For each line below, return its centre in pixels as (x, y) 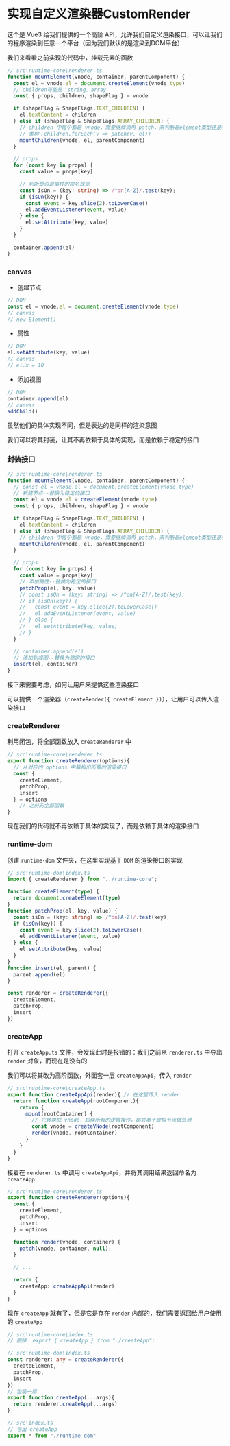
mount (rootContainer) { (59, 1114)
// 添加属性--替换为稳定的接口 (58, 581)
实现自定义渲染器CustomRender (99, 14)
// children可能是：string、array (60, 90)
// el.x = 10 (26, 365)
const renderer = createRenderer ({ (58, 993)
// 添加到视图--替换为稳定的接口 (54, 658)
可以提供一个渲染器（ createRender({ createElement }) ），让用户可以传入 (110, 699)
